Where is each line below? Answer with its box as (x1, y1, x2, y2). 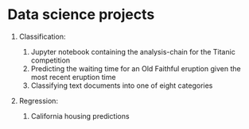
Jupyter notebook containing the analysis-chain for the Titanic (30, 47, 235, 56)
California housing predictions (30, 111, 130, 120)
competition (30, 55, 71, 65)
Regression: (18, 96, 59, 105)
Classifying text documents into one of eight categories (30, 81, 213, 90)
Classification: (18, 32, 66, 41)
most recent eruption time (30, 72, 116, 82)
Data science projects (7, 6, 155, 24)
